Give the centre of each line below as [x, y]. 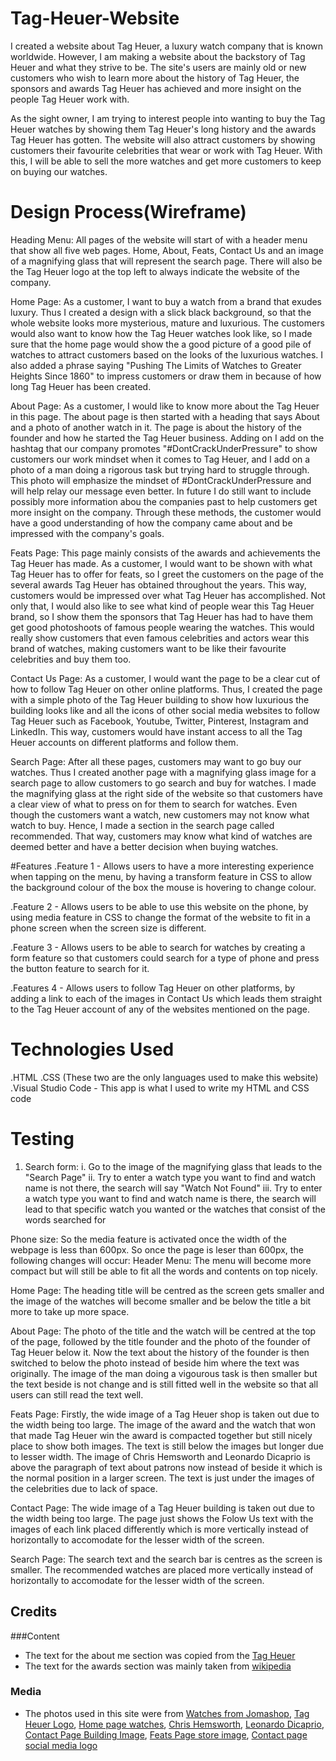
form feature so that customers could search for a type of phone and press [165, 958]
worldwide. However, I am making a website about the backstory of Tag [158, 56]
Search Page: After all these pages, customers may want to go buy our [156, 761]
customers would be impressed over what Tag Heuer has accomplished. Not [168, 595]
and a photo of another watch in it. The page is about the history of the [156, 427]
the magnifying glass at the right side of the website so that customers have [167, 793]
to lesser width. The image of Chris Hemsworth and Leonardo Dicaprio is [160, 1456]
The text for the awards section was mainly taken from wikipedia [158, 1666]
